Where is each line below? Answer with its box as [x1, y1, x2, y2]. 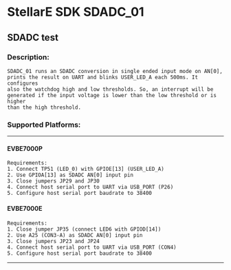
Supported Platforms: [7, 120, 81, 129]
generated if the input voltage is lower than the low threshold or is [7, 92, 217, 98]
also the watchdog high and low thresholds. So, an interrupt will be [7, 85, 214, 93]
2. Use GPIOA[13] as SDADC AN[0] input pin [7, 172, 134, 179]
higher [7, 98, 26, 105]
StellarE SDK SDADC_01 [7, 4, 144, 20]
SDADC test [7, 32, 58, 43]
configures [7, 80, 38, 87]
